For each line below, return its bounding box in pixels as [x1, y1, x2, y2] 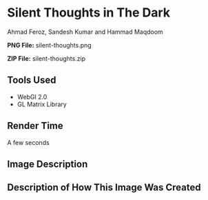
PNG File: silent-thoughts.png [7, 41, 92, 49]
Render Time [7, 120, 63, 132]
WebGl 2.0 [17, 92, 48, 101]
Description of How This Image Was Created [7, 181, 201, 194]
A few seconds [7, 138, 50, 146]
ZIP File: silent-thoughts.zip [7, 54, 86, 63]
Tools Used [7, 74, 56, 86]
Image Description [7, 158, 88, 170]
